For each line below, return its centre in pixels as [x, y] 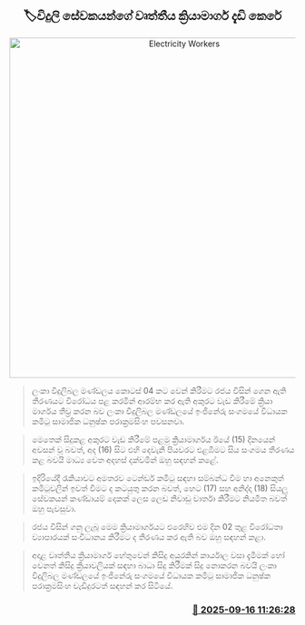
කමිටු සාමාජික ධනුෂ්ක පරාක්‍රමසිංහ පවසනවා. [108, 421]
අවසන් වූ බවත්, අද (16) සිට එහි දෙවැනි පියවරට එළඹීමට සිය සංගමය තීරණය [163, 449]
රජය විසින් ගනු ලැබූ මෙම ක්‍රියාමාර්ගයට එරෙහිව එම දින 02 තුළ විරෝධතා [157, 526]
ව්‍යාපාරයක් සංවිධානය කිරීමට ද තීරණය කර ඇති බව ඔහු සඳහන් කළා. [148, 537]
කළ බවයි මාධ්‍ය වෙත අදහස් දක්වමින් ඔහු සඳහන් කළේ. [125, 459]
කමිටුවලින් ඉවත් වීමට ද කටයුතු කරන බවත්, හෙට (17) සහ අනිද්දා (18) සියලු [160, 488]
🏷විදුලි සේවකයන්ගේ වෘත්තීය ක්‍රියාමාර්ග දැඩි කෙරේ [152, 16]
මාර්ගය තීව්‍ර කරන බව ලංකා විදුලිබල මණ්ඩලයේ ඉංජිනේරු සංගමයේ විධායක [159, 411]
